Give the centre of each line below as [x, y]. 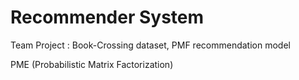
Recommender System [107, 17]
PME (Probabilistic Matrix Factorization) [92, 64]
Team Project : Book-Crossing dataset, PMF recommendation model [150, 45]
